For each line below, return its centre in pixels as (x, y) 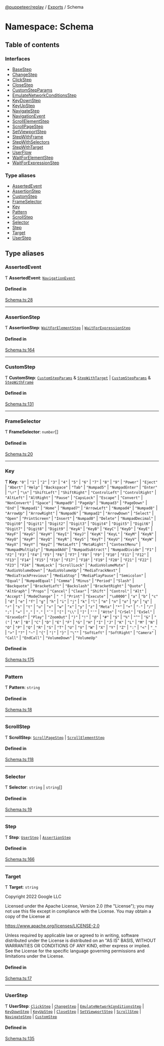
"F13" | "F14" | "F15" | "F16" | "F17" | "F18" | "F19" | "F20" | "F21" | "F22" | (78, 559)
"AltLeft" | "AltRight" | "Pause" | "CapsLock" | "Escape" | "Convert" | (74, 497)
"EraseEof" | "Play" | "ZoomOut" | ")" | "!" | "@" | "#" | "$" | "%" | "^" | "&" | (79, 617)
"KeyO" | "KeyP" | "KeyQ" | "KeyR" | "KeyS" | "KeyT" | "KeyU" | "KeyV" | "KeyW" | (81, 539)
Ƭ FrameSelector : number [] (32, 432)
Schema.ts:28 (19, 300)
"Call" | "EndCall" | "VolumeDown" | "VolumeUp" (51, 638)
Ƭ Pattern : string (22, 687)
